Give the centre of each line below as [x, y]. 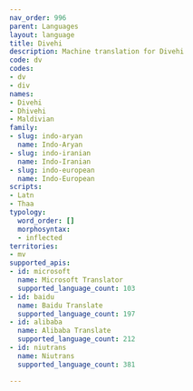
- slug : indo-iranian [50, 153]
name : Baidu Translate [60, 306]
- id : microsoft [40, 272]
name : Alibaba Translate [64, 331]
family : [24, 128]
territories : [34, 246]
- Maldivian [32, 119]
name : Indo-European [56, 178]
